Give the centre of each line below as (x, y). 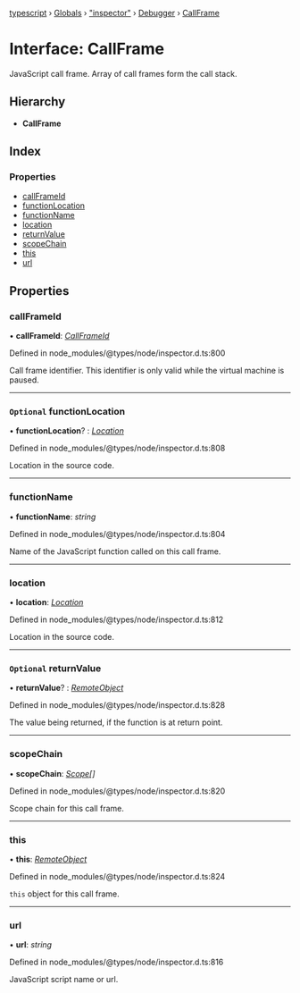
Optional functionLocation (67, 412)
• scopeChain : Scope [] (52, 773)
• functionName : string (53, 517)
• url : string (30, 945)
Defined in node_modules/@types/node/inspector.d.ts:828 (117, 705)
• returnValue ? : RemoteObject (67, 688)
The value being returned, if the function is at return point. (116, 722)
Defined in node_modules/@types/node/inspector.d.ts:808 (117, 448)
